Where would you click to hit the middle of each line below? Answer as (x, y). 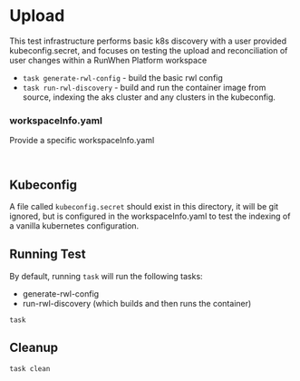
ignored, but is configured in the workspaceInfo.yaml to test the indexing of (150, 216)
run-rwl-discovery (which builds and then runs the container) (137, 303)
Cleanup (34, 348)
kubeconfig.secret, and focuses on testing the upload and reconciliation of (149, 50)
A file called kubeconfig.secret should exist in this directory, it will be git (144, 207)
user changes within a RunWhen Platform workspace (108, 60)
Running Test (48, 254)
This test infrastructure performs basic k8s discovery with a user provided (148, 41)
